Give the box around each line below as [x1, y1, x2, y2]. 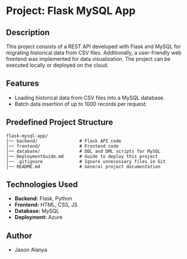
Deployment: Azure [14, 214, 63, 221]
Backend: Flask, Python [14, 195, 72, 202]
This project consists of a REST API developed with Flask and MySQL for [6, 43, 181, 50]
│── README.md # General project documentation [6, 163, 161, 169]
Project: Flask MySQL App [6, 4, 136, 18]
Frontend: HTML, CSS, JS [14, 201, 78, 209]
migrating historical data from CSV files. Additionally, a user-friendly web [6, 49, 182, 56]
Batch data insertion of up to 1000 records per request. [14, 100, 147, 107]
